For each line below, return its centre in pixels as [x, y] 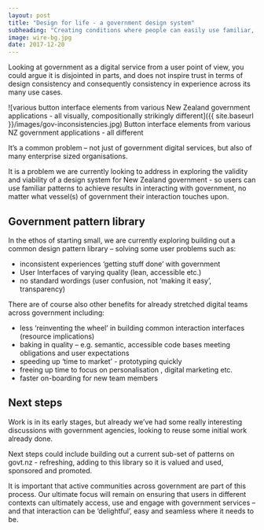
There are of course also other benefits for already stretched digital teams [128, 304]
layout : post [29, 15]
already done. [31, 439]
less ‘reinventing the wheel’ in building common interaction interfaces [132, 328]
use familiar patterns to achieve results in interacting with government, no [127, 188]
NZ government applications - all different [76, 133]
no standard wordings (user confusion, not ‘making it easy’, [115, 280]
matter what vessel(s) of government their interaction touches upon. [119, 197]
